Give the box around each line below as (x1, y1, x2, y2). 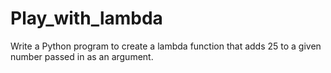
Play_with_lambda (10, 7, 163, 30)
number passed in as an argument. (10, 50, 154, 62)
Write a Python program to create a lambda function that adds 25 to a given (10, 40, 322, 52)
